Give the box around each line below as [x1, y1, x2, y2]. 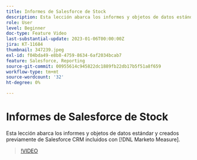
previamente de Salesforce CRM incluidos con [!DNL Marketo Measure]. [6, 136, 181, 143]
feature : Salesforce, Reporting [6, 58, 85, 64]
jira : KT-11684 [6, 42, 43, 48]
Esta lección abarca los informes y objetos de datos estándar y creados [6, 129, 179, 136]
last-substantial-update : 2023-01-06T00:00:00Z [6, 36, 125, 42]
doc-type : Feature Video [6, 31, 67, 36]
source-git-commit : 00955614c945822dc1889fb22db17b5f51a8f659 [6, 63, 161, 69]
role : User [6, 19, 33, 25]
